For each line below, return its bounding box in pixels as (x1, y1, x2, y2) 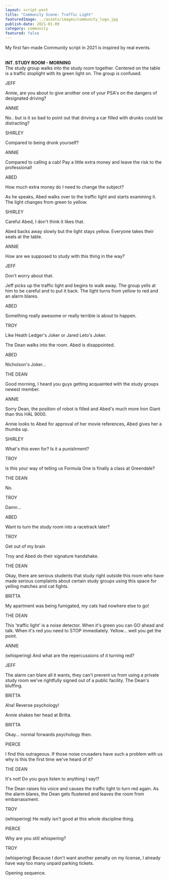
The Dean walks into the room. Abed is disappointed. (5, 342, 115, 348)
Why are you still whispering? (5, 835, 66, 841)
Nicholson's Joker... (5, 361, 46, 368)
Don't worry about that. (5, 273, 54, 278)
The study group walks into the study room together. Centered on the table (5, 65, 160, 71)
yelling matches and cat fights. (5, 583, 69, 589)
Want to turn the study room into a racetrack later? (5, 524, 110, 530)
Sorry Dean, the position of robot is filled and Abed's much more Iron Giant (5, 406, 160, 412)
